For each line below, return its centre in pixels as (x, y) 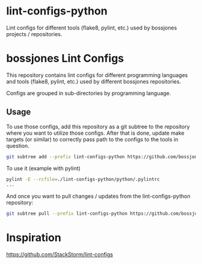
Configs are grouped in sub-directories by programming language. (89, 93)
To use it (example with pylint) (44, 168)
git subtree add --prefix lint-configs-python (66, 157)
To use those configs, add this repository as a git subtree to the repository (98, 126)
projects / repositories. (34, 34)
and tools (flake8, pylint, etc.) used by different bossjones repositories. (94, 81)
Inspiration (34, 238)
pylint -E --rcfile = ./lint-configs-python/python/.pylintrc (83, 179)
